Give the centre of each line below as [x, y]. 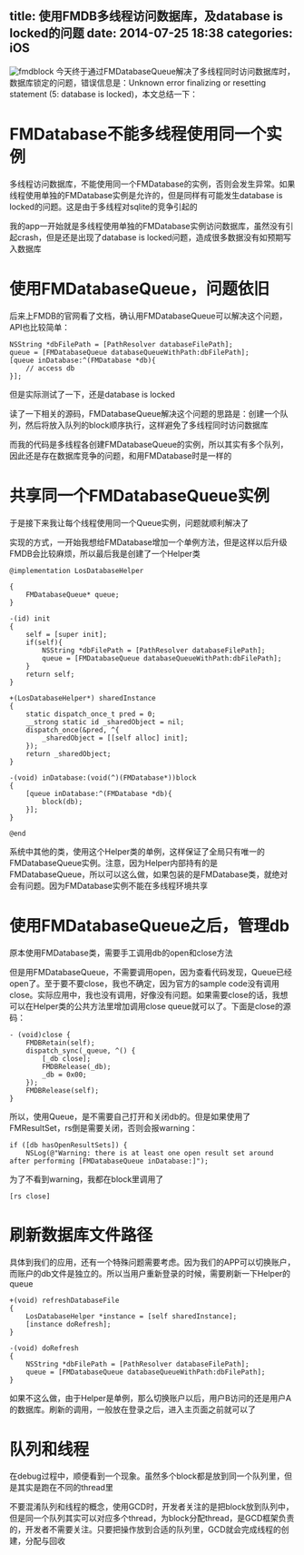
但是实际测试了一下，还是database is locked [92, 394]
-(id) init [30, 618]
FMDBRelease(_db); [77, 1066]
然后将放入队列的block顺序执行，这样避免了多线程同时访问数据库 [147, 425]
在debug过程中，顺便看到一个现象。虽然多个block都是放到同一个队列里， [147, 1476]
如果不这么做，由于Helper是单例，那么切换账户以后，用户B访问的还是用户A [151, 1398]
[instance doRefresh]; [69, 1324]
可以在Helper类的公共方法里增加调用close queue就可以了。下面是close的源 [151, 1006]
